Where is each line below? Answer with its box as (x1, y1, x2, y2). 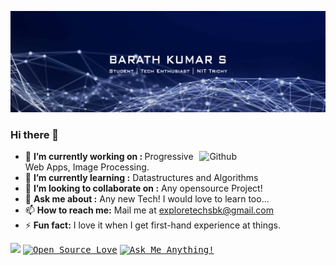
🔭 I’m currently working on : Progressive (24, 151, 194, 163)
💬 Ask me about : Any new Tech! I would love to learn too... (24, 193, 270, 205)
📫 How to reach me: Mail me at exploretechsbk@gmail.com (24, 204, 274, 216)
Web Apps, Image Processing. (24, 161, 150, 173)
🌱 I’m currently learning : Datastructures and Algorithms (24, 172, 259, 184)
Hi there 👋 (10, 127, 60, 141)
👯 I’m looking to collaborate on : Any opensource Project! (24, 182, 263, 195)
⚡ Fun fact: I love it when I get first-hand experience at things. (24, 219, 281, 231)
